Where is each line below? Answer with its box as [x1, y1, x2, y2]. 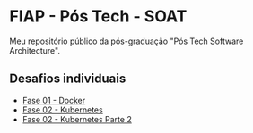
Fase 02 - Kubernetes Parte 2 [22, 113, 132, 124]
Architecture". [9, 45, 61, 55]
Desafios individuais [9, 71, 126, 87]
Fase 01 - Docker [22, 95, 86, 105]
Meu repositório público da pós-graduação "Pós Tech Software [9, 36, 244, 46]
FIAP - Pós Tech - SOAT [9, 6, 188, 27]
